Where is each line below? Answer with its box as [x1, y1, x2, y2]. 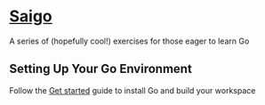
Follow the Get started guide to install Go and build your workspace [9, 85, 256, 95]
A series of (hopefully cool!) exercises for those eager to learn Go [9, 36, 250, 46]
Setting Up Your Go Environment [9, 61, 193, 77]
